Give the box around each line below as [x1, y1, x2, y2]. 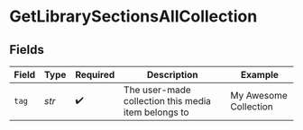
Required [75, 69, 115, 81]
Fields [9, 42, 45, 57]
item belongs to [123, 106, 189, 118]
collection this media [123, 95, 212, 107]
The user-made [123, 83, 191, 96]
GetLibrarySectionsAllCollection [9, 6, 258, 27]
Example [240, 69, 280, 81]
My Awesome [229, 90, 289, 101]
